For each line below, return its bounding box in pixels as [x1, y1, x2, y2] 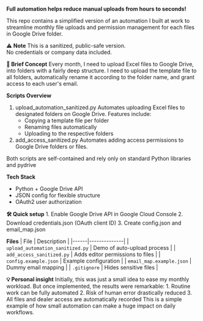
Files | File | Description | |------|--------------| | [6, 238, 129, 245]
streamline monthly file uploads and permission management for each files [6, 24, 195, 31]
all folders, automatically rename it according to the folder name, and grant [6, 74, 194, 80]
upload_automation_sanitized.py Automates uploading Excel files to [15, 104, 185, 111]
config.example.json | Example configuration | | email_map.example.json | [6, 257, 191, 265]
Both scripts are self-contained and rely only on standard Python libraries [6, 155, 191, 162]
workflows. [6, 309, 35, 315]
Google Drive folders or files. [15, 143, 88, 150]
